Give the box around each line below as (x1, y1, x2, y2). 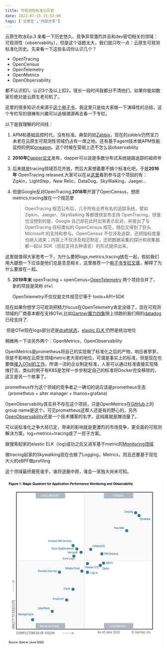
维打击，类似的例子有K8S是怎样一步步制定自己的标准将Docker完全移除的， (5, 367, 159, 373)
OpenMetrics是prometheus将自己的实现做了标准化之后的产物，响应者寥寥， (5, 349, 161, 355)
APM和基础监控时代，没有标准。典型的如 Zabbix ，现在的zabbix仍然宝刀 (12, 132, 159, 138)
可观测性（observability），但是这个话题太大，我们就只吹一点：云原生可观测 (5, 40, 161, 46)
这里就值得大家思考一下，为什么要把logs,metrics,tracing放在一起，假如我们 (5, 254, 159, 260)
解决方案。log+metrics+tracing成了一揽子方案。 (5, 430, 104, 437)
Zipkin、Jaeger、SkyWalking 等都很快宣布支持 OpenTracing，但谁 (24, 212, 161, 218)
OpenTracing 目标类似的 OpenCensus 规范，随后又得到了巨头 (24, 224, 152, 230)
